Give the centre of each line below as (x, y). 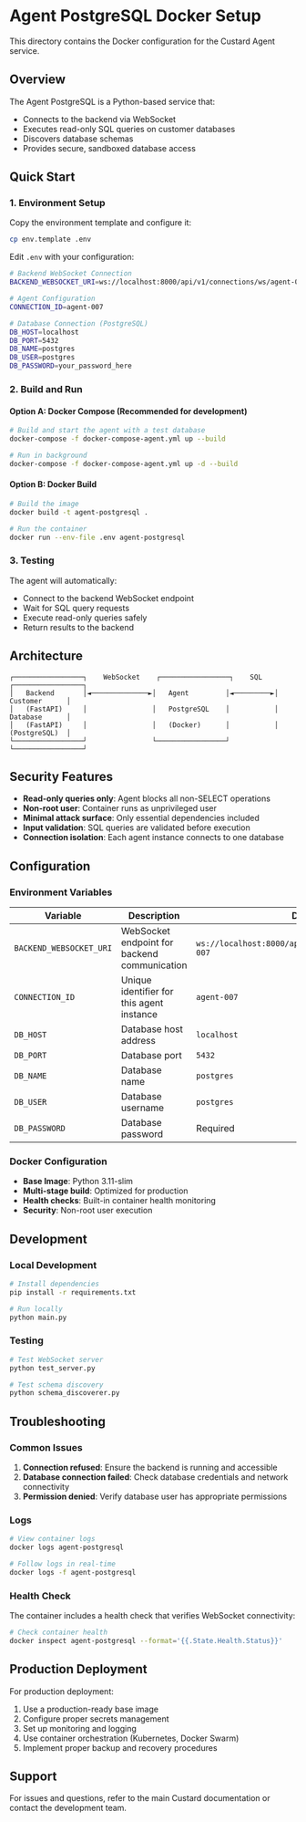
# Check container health (58, 1633)
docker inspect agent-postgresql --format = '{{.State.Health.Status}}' (146, 1640)
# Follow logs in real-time (63, 1564)
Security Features (61, 776)
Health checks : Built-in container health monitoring (119, 1201)
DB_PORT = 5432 (34, 340)
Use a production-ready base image (91, 1709)
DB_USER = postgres (42, 358)
